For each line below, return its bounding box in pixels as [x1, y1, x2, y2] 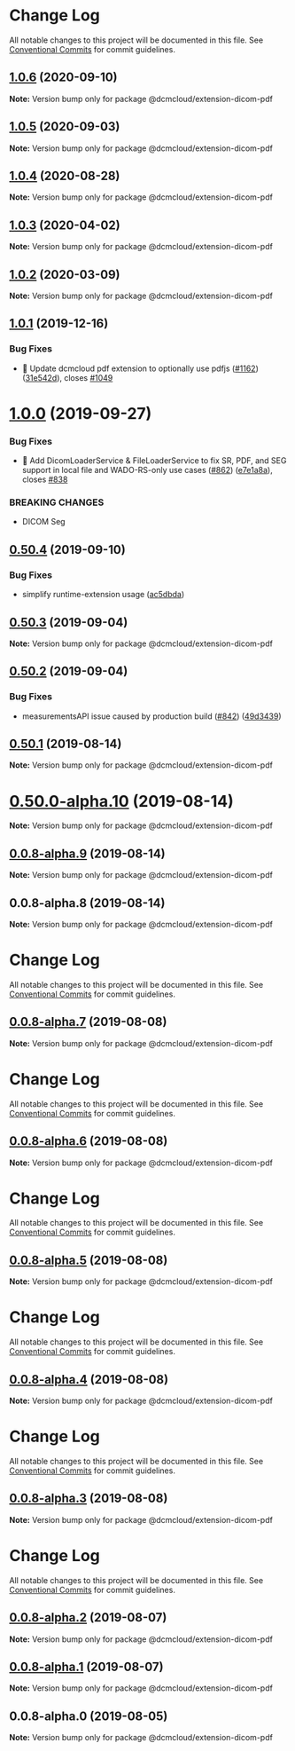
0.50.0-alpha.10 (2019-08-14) [9, 791, 235, 811]
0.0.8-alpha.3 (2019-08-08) [9, 1491, 168, 1506]
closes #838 [21, 474, 68, 485]
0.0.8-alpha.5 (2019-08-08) [9, 1252, 168, 1267]
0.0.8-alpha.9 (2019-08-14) [9, 846, 166, 861]
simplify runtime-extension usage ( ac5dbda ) [21, 589, 185, 600]
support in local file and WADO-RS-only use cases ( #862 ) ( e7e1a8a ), [21, 465, 273, 476]
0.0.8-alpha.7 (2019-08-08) [9, 1014, 167, 1029]
